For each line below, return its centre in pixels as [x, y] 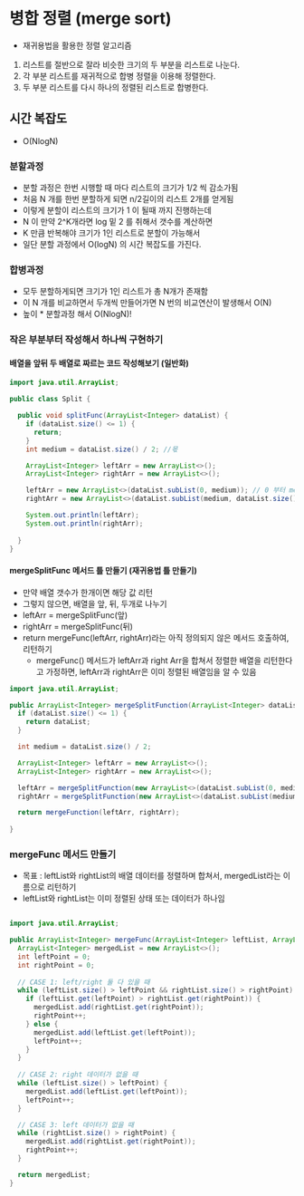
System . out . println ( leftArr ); [83, 516]
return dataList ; [58, 722]
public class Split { [50, 400]
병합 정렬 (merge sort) [90, 19]
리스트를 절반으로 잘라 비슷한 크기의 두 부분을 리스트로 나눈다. [131, 64]
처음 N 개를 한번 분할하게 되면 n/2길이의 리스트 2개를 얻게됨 [128, 199]
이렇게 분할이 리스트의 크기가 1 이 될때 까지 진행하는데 [117, 210]
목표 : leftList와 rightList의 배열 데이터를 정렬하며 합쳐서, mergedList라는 [152, 876]
